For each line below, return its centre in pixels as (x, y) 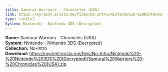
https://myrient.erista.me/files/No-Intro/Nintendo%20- (85, 54)
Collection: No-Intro (26, 48)
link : (11, 14)
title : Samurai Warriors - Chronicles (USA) (52, 10)
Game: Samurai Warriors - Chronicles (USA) (51, 38)
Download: (17, 54)
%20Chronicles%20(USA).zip (36, 64)
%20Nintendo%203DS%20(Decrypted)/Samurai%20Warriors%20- (75, 59)
